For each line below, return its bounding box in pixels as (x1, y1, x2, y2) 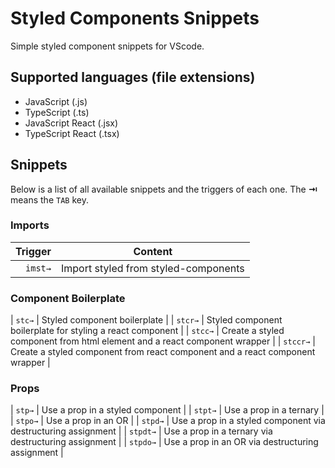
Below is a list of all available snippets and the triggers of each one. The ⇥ (10, 183, 318, 195)
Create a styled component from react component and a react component (10, 346, 316, 358)
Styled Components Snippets (10, 7, 260, 30)
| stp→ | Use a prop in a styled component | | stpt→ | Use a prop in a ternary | (10, 404, 325, 416)
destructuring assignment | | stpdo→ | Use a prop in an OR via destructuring (10, 436, 319, 448)
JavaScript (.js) (24, 95, 88, 107)
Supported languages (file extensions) (10, 69, 256, 86)
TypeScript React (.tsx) (24, 127, 120, 139)
